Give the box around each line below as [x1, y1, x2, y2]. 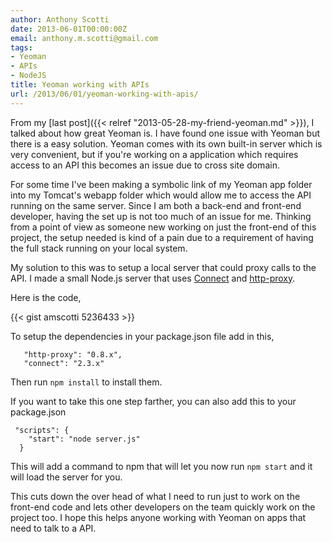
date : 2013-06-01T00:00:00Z [10, 24, 128, 34]
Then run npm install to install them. [10, 376, 163, 388]
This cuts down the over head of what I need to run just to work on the [10, 490, 301, 502]
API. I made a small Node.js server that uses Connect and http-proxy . [10, 272, 296, 284]
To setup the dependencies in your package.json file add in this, [10, 330, 275, 342]
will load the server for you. [10, 471, 123, 483]
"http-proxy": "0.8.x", [23, 349, 123, 360]
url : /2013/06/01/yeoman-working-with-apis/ [10, 89, 199, 99]
